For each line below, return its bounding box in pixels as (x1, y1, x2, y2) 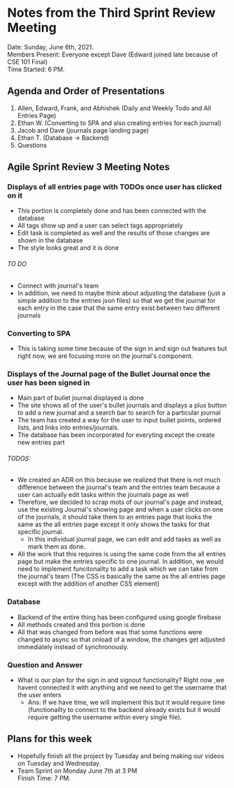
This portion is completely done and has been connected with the (17, 207, 207, 215)
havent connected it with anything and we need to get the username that (17, 683, 227, 692)
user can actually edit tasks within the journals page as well (17, 491, 189, 499)
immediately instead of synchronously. (17, 642, 129, 651)
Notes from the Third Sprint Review (7, 5, 216, 21)
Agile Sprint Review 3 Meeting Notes (7, 161, 170, 173)
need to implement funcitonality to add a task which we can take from (17, 565, 219, 573)
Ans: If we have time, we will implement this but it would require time (27, 698, 226, 706)
